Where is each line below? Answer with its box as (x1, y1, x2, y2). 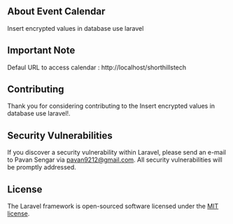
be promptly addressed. (7, 163, 77, 171)
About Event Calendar (7, 6, 106, 17)
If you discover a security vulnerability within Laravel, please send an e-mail (7, 148, 226, 157)
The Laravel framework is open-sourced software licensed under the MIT (7, 202, 219, 211)
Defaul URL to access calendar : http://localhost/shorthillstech (7, 63, 187, 71)
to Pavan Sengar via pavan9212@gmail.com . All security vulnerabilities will (7, 155, 223, 164)
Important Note (7, 45, 76, 57)
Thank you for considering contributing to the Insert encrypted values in (7, 101, 216, 111)
